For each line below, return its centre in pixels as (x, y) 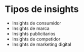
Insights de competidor (36, 39)
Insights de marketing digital (41, 44)
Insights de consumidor (37, 23)
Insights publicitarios (34, 33)
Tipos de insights (42, 9)
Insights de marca (31, 28)
